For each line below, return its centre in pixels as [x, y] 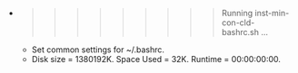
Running [237, 13]
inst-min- [272, 13]
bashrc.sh [240, 32]
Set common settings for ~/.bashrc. [98, 50]
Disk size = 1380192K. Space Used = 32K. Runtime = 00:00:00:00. [156, 59]
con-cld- [238, 23]
